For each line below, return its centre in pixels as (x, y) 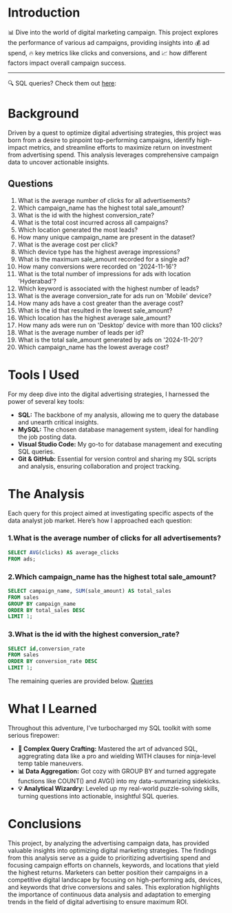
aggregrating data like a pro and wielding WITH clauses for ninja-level (117, 756)
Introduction (44, 13)
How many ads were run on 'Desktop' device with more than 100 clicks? (120, 325)
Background (43, 114)
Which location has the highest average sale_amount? (94, 317)
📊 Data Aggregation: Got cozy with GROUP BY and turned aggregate (117, 772)
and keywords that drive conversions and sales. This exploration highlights (114, 887)
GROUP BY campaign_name (42, 604)
